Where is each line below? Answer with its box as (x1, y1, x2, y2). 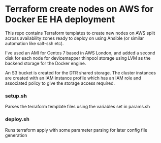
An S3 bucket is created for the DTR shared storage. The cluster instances (5, 70, 156, 75)
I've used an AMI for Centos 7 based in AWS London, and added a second (5, 50, 156, 56)
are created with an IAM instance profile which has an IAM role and (5, 75, 141, 81)
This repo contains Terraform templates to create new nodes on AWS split (5, 30, 155, 36)
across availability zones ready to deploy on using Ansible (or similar (5, 35, 144, 41)
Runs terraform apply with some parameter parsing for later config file (5, 127, 148, 133)
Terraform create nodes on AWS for (5, 3, 154, 15)
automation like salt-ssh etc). (5, 40, 64, 46)
